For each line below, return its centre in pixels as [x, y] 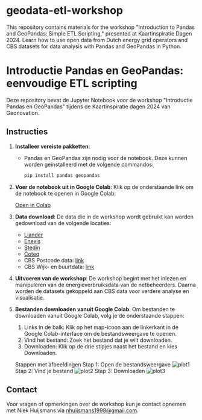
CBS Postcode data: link [54, 260]
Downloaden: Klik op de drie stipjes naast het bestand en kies [101, 346]
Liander [33, 235]
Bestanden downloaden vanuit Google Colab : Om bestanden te [95, 309]
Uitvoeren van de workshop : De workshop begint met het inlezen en [101, 278]
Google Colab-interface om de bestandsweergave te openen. [100, 333]
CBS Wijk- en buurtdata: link [59, 267]
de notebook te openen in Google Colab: [65, 193]
